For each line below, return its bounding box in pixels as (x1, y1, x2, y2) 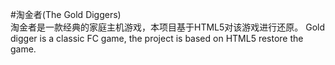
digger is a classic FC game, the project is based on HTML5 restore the (10, 33, 304, 44)
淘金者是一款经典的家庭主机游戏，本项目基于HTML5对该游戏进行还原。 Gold (10, 21, 326, 33)
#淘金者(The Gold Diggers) (10, 9, 122, 20)
